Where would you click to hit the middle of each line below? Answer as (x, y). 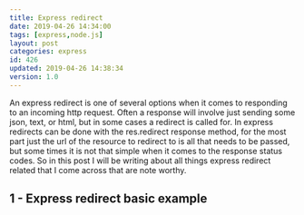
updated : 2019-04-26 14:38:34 (67, 69)
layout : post (34, 43)
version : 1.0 (34, 77)
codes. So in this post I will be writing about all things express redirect (140, 161)
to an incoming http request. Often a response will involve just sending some (152, 112)
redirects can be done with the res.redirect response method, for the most (148, 132)
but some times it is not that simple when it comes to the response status (146, 151)
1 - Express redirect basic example (108, 199)
